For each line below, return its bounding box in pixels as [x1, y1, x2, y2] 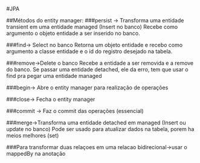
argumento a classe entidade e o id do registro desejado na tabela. [6, 48, 173, 55]
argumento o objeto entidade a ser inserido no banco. [6, 30, 140, 37]
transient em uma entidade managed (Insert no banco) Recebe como [6, 24, 178, 30]
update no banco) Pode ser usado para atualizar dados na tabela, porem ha [6, 126, 195, 132]
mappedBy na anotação [6, 150, 66, 157]
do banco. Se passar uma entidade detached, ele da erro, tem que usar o [6, 66, 189, 73]
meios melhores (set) [6, 132, 59, 139]
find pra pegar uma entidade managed [6, 72, 102, 79]
